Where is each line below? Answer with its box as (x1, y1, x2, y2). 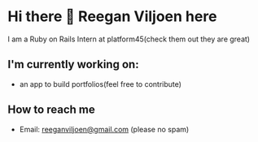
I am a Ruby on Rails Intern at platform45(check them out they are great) (7, 34, 250, 44)
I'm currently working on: (7, 58, 139, 71)
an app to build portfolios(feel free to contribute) (19, 79, 182, 88)
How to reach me (7, 103, 95, 117)
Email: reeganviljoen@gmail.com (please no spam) (19, 124, 190, 134)
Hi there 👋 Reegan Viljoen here (7, 7, 217, 26)
